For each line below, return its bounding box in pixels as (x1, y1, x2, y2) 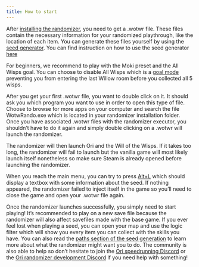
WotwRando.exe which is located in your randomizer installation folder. (6, 111, 181, 119)
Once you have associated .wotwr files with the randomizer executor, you (6, 117, 186, 125)
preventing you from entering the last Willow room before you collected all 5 (6, 74, 193, 82)
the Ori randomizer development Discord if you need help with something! (6, 254, 188, 261)
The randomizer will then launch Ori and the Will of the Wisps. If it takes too (6, 142, 192, 149)
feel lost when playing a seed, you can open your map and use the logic (6, 222, 183, 229)
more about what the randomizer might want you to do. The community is (6, 241, 187, 248)
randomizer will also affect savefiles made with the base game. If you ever (6, 216, 188, 223)
